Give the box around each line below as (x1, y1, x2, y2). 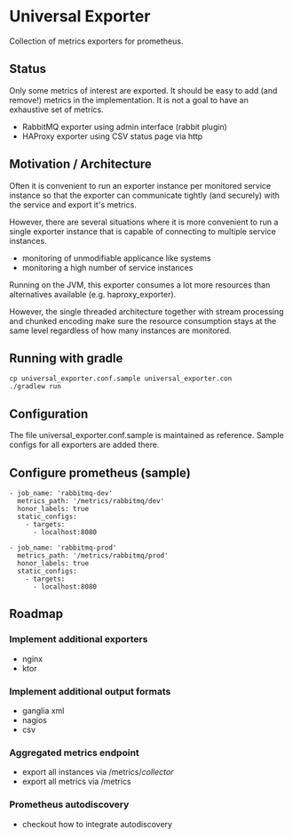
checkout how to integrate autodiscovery (21, 818, 173, 829)
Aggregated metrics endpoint (9, 746, 139, 759)
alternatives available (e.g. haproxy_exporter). (9, 289, 177, 299)
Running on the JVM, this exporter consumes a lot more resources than (9, 279, 271, 290)
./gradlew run (9, 382, 62, 391)
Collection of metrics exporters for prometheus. (9, 36, 184, 46)
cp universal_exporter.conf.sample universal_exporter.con (9, 374, 233, 384)
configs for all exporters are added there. (9, 439, 160, 451)
